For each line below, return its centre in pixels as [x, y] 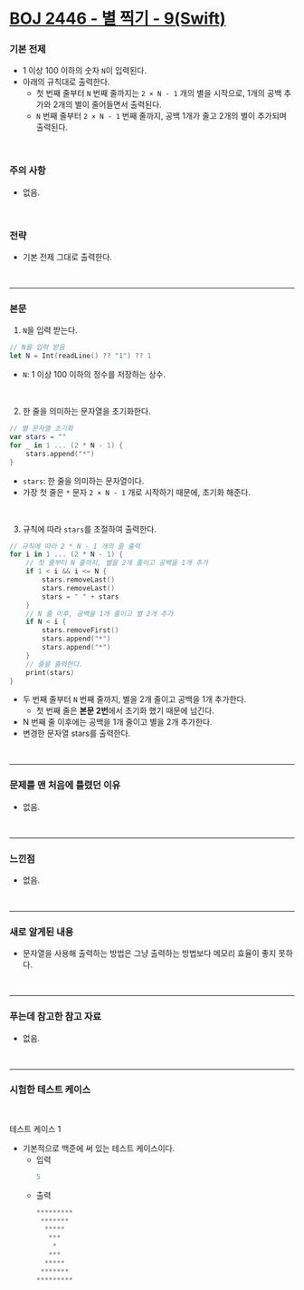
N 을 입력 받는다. [50, 330]
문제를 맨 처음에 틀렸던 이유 [65, 786]
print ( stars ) [50, 672]
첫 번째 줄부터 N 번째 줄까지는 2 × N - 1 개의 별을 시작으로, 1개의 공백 [159, 93]
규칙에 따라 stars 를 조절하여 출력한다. [89, 529]
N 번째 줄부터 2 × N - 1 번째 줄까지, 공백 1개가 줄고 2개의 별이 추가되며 [161, 116]
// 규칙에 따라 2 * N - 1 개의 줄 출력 [75, 546]
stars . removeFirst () [81, 630]
